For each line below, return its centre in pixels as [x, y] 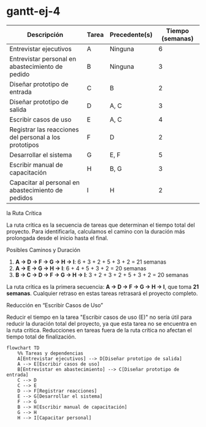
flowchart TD [23, 348]
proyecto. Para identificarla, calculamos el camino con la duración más [96, 231]
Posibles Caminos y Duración [44, 249]
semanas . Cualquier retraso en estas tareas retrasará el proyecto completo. [102, 293]
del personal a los [35, 137]
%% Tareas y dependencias [51, 353]
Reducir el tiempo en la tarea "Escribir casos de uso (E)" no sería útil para [99, 317]
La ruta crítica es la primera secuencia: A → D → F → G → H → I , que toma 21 [103, 286]
